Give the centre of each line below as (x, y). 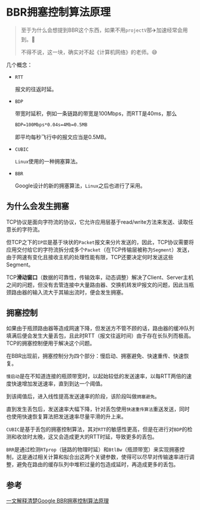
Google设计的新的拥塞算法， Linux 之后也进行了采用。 (80, 186)
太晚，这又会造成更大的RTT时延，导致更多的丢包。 (95, 437)
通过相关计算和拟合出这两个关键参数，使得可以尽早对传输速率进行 (108, 457)
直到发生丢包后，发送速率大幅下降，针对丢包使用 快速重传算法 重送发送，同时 (98, 409)
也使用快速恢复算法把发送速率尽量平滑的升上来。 (66, 417)
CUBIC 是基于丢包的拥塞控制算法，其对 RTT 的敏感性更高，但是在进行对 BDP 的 (97, 429)
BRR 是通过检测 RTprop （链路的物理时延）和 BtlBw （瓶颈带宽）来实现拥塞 (93, 450)
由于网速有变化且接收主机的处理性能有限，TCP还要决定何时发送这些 (90, 257)
